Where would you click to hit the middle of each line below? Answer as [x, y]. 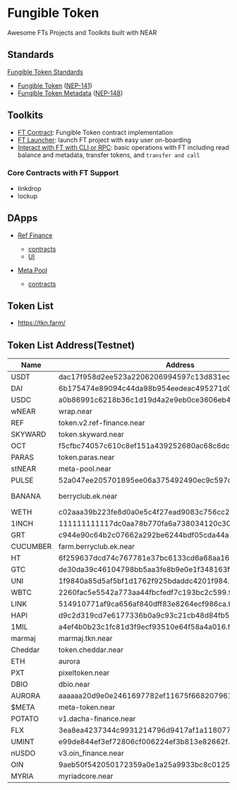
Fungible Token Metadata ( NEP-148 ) [70, 93]
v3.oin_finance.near [92, 753]
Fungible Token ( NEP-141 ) [55, 86]
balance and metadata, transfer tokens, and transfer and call [109, 155]
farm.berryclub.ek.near [97, 547]
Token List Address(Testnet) [71, 345]
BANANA [26, 496]
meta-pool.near [85, 469]
